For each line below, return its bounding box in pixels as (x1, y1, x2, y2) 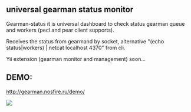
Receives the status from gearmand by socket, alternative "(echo (6, 38, 164, 45)
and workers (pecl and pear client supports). (6, 26, 115, 33)
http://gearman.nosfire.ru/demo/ (6, 88, 85, 95)
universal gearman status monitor (6, 5, 134, 15)
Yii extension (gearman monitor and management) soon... (6, 55, 146, 62)
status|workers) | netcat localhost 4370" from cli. (6, 44, 126, 51)
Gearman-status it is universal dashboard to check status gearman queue (6, 20, 185, 27)
